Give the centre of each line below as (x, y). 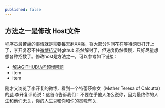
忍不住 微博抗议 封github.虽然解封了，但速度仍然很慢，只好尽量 (90, 50)
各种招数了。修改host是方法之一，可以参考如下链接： (64, 56)
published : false (23, 10)
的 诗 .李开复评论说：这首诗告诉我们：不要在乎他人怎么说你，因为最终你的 (80, 95)
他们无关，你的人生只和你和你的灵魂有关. (56, 101)
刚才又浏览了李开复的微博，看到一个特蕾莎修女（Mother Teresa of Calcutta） (83, 88)
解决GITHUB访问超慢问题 (38, 67)
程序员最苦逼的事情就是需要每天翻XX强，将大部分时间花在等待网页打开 (78, 44)
